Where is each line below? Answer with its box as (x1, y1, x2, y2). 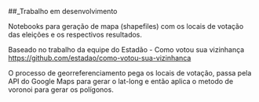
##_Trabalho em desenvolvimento (8, 7, 118, 16)
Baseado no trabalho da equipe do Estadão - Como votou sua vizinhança (8, 45, 245, 54)
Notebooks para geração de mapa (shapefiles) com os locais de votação (8, 22, 244, 30)
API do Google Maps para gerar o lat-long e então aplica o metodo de (8, 77, 234, 86)
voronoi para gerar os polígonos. (8, 85, 114, 94)
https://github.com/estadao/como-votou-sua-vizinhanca (8, 54, 192, 62)
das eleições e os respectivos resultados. (8, 30, 143, 39)
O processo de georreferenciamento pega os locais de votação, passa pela (8, 69, 252, 77)
